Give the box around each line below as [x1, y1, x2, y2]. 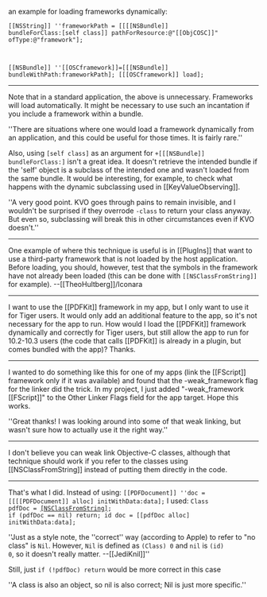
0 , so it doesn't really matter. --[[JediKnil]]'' [8, 549, 150, 559]
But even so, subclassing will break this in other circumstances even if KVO [8, 215, 255, 223]
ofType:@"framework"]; [8, 36, 83, 44]
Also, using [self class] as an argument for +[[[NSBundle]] [8, 149, 205, 157]
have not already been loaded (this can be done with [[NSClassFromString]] [8, 271, 257, 281]
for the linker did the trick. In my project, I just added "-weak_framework [8, 385, 245, 393]
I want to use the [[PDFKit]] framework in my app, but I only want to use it [8, 302, 249, 312]
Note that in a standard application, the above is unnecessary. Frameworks [8, 92, 253, 102]
